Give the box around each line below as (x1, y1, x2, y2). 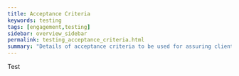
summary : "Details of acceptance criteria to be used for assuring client (7, 43, 234, 50)
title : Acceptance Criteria (7, 10, 91, 18)
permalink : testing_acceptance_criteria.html (7, 37, 144, 44)
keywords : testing (7, 17, 62, 24)
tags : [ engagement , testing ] (7, 23, 91, 30)
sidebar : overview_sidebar (7, 30, 87, 37)
